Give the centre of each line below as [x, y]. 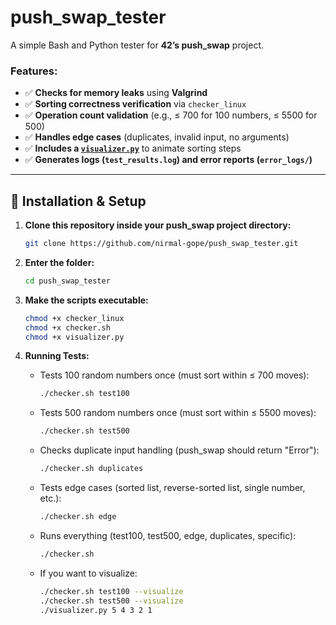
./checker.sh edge [78, 517]
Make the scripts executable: [86, 300]
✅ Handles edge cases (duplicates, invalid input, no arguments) [157, 137]
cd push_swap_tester [67, 281]
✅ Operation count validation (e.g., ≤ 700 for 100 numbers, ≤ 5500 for [171, 115]
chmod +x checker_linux [74, 318]
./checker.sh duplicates [91, 469]
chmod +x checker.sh [67, 327]
